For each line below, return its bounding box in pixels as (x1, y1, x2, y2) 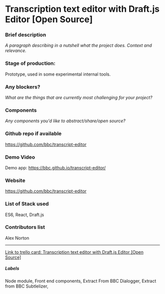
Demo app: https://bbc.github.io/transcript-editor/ (5, 164, 106, 170)
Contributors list (5, 224, 45, 231)
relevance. (5, 48, 27, 53)
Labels (5, 266, 20, 271)
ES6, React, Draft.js (5, 212, 44, 217)
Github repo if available (5, 130, 62, 137)
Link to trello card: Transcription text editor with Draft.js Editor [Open (5, 249, 144, 255)
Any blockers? (5, 83, 41, 90)
